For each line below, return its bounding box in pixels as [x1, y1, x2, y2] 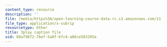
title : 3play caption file [5, 30, 61, 35]
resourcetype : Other [5, 25, 48, 30]
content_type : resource [5, 7, 55, 12]
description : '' [5, 12, 39, 17]
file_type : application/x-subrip [5, 21, 75, 26]
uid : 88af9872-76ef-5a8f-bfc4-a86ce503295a [5, 35, 97, 40]
